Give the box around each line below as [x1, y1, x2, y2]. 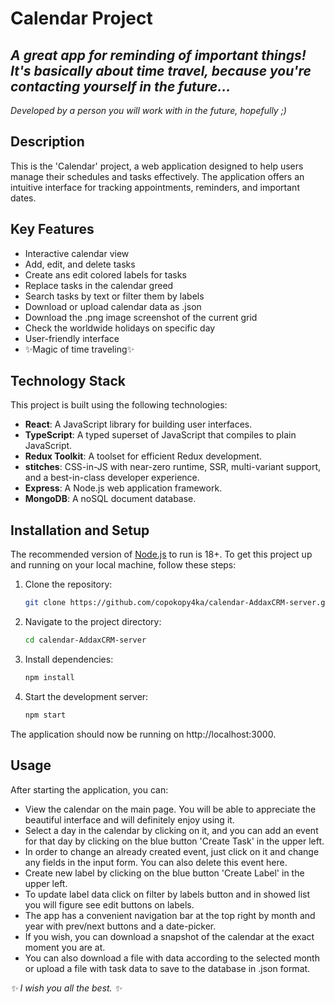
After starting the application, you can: [10, 783, 169, 796]
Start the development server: [24, 690, 149, 702]
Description [10, 133, 85, 151]
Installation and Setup [10, 522, 150, 539]
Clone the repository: [24, 578, 113, 591]
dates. [10, 192, 37, 204]
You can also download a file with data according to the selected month [24, 952, 320, 964]
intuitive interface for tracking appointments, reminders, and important [10, 181, 300, 193]
